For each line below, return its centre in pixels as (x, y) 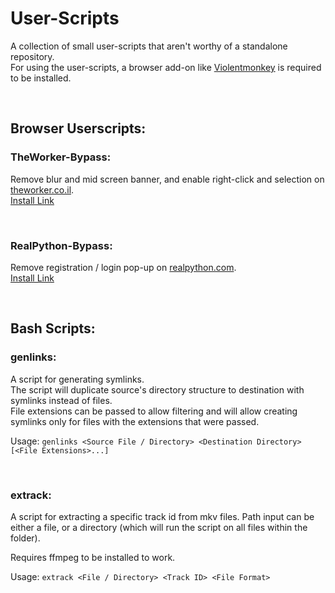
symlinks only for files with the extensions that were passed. (135, 421)
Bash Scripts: (53, 328)
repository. (32, 56)
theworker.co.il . (42, 189)
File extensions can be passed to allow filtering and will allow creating (154, 411)
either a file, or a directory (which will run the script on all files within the (159, 527)
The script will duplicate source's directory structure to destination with (157, 389)
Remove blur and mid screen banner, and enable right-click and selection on (167, 179)
